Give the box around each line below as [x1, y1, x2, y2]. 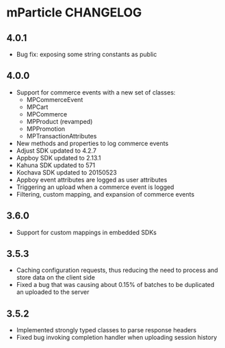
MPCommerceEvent [26, 95, 83, 103]
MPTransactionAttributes [26, 132, 97, 140]
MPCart [26, 103, 49, 111]
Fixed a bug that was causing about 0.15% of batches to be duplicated [16, 281, 215, 289]
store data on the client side [16, 273, 95, 282]
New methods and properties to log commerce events [16, 139, 169, 147]
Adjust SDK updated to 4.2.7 [16, 146, 97, 155]
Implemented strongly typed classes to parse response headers [16, 326, 197, 334]
